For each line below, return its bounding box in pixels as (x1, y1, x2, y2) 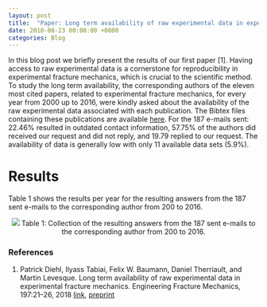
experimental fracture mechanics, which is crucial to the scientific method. (8, 72, 253, 82)
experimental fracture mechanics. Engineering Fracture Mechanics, (19, 282, 241, 291)
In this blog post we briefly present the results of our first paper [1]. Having (8, 56, 253, 65)
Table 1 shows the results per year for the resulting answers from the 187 (8, 194, 246, 203)
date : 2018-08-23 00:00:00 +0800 (8, 26, 119, 34)
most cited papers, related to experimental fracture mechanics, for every (8, 89, 246, 99)
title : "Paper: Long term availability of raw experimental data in (8, 19, 244, 27)
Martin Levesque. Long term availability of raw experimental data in (19, 273, 241, 282)
